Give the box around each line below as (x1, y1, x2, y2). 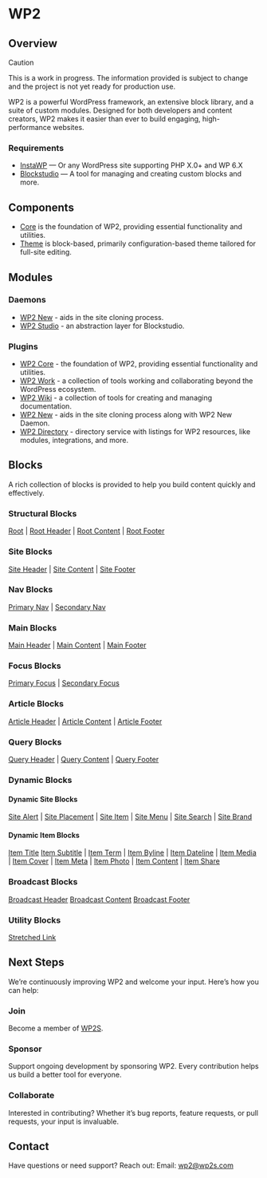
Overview (8, 37, 58, 50)
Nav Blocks (8, 584, 53, 595)
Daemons (8, 294, 46, 306)
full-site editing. (19, 247, 72, 257)
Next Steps (8, 955, 65, 970)
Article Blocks (8, 698, 64, 710)
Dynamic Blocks (8, 774, 73, 785)
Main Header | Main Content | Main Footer (8, 640, 147, 650)
